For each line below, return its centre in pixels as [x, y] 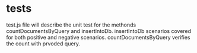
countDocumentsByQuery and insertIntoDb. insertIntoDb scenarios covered [99, 31]
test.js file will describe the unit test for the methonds [71, 25]
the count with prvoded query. [43, 44]
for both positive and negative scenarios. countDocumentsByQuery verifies [98, 37]
